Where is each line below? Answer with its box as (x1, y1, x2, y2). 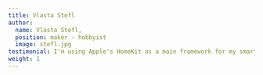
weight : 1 (8, 55, 41, 63)
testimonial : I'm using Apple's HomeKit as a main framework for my (8, 48, 236, 55)
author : (8, 19, 34, 27)
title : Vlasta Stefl (8, 11, 76, 20)
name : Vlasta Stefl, (15, 26, 82, 34)
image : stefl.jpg (15, 41, 72, 48)
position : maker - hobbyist (15, 33, 107, 41)
